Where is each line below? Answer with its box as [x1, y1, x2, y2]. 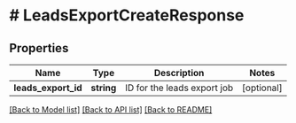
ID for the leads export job [125, 81, 234, 94]
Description [153, 67, 205, 79]
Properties [9, 41, 69, 56]
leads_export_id [13, 81, 82, 94]
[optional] [242, 81, 283, 94]
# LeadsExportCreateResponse [9, 5, 245, 26]
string [90, 81, 117, 94]
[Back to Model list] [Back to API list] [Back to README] [9, 104, 213, 115]
